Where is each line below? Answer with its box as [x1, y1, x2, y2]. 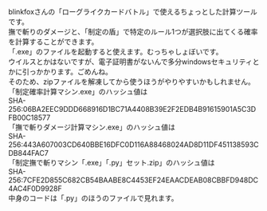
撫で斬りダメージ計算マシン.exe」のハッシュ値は [14, 122, 175, 132]
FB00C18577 [8, 113, 51, 122]
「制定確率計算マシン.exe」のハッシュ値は [8, 87, 148, 96]
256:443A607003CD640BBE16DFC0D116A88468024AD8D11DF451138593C [8, 140, 259, 149]
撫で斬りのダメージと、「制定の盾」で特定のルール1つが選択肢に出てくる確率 [8, 27, 258, 36]
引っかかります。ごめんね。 [22, 67, 113, 76]
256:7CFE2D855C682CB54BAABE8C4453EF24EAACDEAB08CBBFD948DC [8, 175, 259, 185]
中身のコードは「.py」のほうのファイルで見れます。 [8, 193, 179, 202]
